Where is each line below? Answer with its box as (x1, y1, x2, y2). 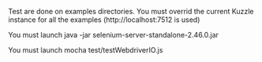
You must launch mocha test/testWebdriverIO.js (8, 46, 163, 54)
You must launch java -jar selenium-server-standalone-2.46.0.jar (8, 31, 219, 39)
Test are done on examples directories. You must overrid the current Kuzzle (8, 7, 254, 16)
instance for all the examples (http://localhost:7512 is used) (8, 15, 200, 24)
